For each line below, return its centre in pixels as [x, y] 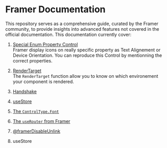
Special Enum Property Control [45, 44]
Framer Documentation [55, 9]
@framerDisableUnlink [36, 131]
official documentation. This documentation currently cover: [68, 34]
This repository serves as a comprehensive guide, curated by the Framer [82, 24]
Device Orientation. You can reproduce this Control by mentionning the [87, 55]
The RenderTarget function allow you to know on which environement [85, 76]
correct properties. [32, 60]
